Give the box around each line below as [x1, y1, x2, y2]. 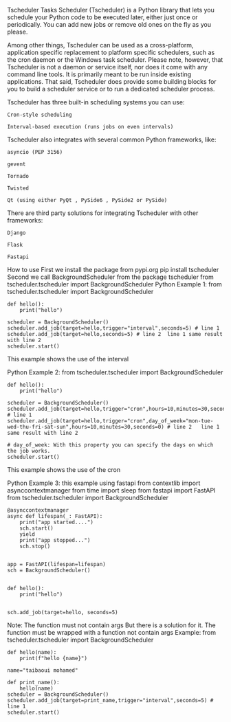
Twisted [7, 185, 30, 192]
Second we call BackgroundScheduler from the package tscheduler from [7, 273, 214, 281]
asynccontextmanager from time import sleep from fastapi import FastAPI [7, 486, 216, 494]
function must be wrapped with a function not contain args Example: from [7, 629, 217, 636]
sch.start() [19, 525, 54, 532]
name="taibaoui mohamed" [7, 667, 78, 674]
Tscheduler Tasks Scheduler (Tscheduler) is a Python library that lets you [7, 6, 215, 14]
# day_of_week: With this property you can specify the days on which [7, 442, 214, 449]
